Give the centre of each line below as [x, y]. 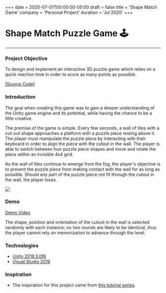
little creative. [19, 118]
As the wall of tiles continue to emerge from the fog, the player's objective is [83, 164]
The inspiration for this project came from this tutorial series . [74, 285]
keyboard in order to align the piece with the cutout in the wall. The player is [82, 144]
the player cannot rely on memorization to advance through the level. [75, 233]
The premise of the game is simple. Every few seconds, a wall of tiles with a [82, 128]
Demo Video [18, 212]
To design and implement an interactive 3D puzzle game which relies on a [80, 69]
